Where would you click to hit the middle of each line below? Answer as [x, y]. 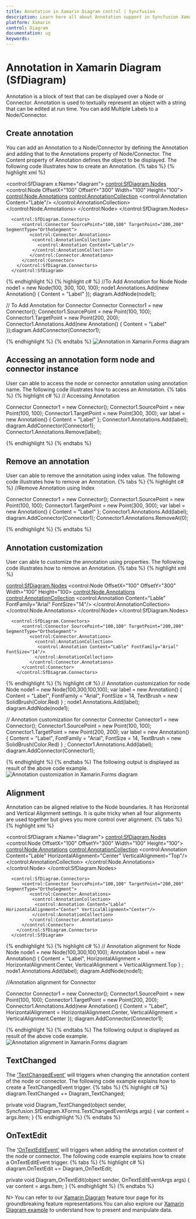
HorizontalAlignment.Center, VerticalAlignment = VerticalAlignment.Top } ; [95, 965]
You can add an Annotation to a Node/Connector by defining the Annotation [97, 148]
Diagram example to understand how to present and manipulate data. [89, 1210]
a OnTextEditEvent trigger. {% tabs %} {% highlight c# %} [75, 1162]
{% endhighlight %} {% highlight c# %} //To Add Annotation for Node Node [97, 281]
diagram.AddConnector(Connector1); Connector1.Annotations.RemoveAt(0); [97, 518]
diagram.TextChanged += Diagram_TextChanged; [66, 1093]
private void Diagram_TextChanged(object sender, [66, 1105]
